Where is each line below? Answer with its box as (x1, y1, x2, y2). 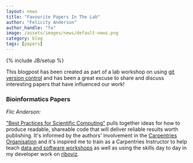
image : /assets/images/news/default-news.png (6, 30, 118, 36)
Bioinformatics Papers (6, 95, 71, 103)
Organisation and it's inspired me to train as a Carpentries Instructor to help (6, 138, 188, 146)
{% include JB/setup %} (6, 56, 64, 64)
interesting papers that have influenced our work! (6, 80, 125, 87)
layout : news (6, 8, 38, 15)
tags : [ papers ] (6, 41, 43, 47)
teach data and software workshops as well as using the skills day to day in (6, 144, 187, 151)
